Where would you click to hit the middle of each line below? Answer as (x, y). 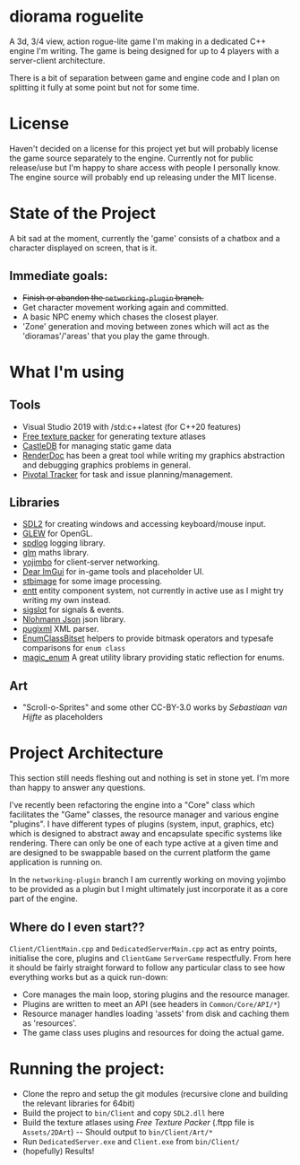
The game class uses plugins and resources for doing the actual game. (153, 1033)
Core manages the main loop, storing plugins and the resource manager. (156, 994)
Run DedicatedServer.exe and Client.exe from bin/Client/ (131, 1141)
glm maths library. (56, 553)
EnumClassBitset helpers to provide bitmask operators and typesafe (148, 638)
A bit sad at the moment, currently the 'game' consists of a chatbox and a (145, 238)
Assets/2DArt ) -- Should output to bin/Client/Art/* (117, 1132)
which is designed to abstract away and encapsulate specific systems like (146, 834)
